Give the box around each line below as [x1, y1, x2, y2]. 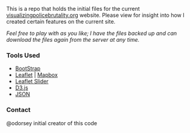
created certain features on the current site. [6, 18, 116, 25]
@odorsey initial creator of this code [6, 119, 97, 126]
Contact [6, 106, 31, 114]
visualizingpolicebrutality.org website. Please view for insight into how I [6, 11, 185, 19]
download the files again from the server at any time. [6, 36, 140, 43]
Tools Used [6, 51, 41, 59]
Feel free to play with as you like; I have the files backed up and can [6, 30, 177, 37]
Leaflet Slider [15, 78, 49, 85]
